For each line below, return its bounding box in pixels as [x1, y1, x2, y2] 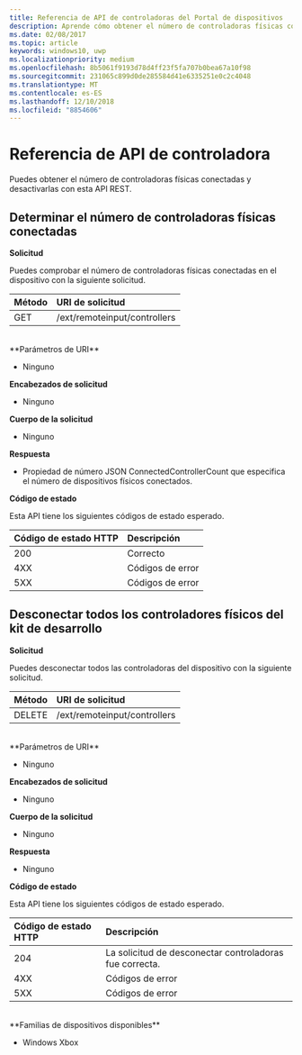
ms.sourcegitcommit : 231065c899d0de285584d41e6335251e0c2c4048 [9, 72, 252, 81]
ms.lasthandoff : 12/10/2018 [9, 96, 115, 106]
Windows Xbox [22, 1037, 79, 1048]
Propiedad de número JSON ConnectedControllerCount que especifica [22, 466, 286, 477]
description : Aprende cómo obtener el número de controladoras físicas [9, 22, 283, 31]
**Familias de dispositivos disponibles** [9, 1019, 161, 1030]
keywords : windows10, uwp [9, 47, 106, 56]
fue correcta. [105, 957, 161, 969]
